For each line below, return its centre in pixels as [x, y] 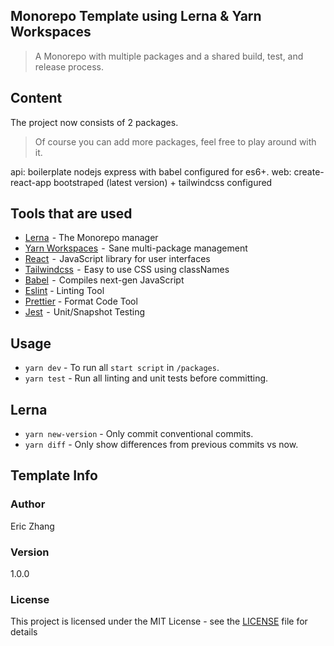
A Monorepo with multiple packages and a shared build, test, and [169, 56]
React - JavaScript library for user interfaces [117, 259]
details [24, 632]
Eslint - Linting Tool [64, 291]
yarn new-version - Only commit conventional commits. [139, 434]
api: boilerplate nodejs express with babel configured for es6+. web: [151, 171]
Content [36, 98]
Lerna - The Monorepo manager [91, 238]
